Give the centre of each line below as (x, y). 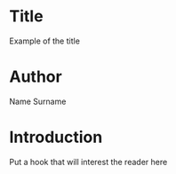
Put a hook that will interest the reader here (88, 162)
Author (36, 77)
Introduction (56, 137)
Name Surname (38, 101)
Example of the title (44, 41)
